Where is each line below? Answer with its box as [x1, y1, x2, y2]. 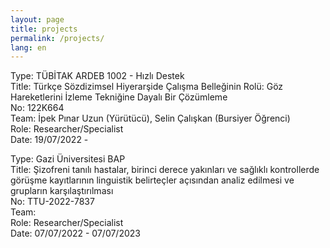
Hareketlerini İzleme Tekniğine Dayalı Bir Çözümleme [10, 91, 228, 103]
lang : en [10, 42, 47, 53]
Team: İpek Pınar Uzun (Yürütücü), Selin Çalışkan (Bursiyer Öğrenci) [10, 112, 291, 125]
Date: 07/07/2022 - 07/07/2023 [10, 227, 141, 240]
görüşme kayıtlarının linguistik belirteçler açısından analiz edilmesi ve [10, 174, 295, 186]
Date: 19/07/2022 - [10, 134, 89, 146]
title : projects [10, 24, 78, 34]
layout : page [10, 14, 65, 25]
